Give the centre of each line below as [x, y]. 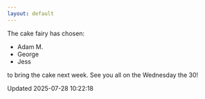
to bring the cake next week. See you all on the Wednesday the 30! [103, 75]
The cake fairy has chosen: [46, 33]
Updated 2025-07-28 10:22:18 [50, 88]
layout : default [30, 13]
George [28, 54]
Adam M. [30, 46]
